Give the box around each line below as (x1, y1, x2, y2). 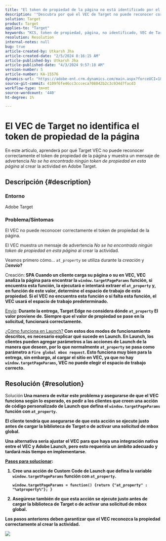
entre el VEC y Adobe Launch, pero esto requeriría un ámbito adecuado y (5, 443, 158, 449)
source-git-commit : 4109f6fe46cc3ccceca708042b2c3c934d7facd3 (5, 81, 136, 86)
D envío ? (5, 262, 23, 268)
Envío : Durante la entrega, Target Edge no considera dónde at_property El (5, 308, 159, 314)
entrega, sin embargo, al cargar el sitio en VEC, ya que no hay (5, 355, 134, 361)
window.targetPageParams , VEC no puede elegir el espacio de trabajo (5, 360, 146, 366)
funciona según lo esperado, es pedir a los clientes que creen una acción (5, 398, 158, 404)
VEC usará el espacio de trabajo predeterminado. (5, 299, 109, 304)
